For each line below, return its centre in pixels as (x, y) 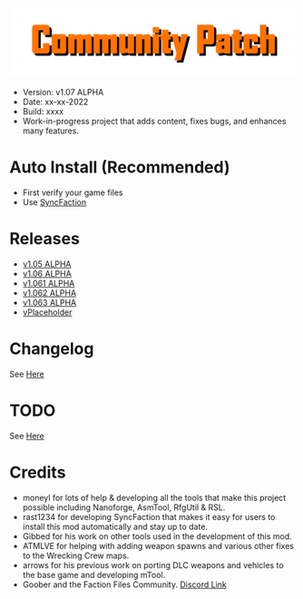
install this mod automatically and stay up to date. (115, 526)
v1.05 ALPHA (47, 264)
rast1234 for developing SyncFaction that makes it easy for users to (149, 516)
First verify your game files (73, 192)
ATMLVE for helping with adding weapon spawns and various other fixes (158, 545)
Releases (44, 239)
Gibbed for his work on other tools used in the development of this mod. (157, 536)
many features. (51, 131)
